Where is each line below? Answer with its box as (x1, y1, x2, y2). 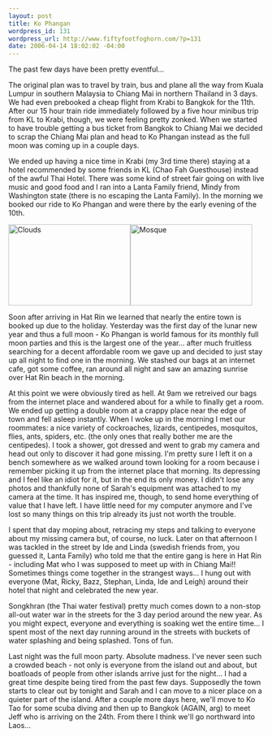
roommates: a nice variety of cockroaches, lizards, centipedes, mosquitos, (8, 423, 258, 433)
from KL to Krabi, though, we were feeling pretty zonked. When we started (8, 115, 257, 124)
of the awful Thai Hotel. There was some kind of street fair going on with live (8, 174, 265, 184)
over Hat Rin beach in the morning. (8, 373, 125, 383)
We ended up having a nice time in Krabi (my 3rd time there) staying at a (8, 156, 251, 167)
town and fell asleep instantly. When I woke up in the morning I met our (8, 414, 246, 424)
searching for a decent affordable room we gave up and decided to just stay (8, 347, 263, 357)
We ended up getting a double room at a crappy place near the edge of (8, 405, 247, 415)
